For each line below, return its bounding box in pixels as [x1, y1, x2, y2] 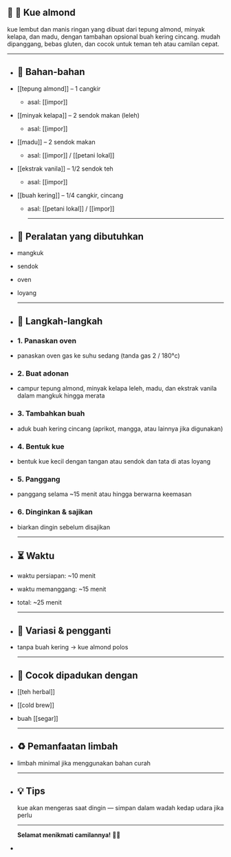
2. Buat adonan [16, 369, 69, 378]
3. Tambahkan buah [16, 409, 85, 418]
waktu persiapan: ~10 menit [16, 572, 96, 580]
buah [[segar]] [16, 715, 58, 723]
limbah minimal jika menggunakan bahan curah [16, 759, 151, 767]
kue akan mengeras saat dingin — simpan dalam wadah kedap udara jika [16, 803, 224, 812]
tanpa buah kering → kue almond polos [16, 643, 129, 651]
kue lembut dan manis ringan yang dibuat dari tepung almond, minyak [7, 25, 205, 33]
